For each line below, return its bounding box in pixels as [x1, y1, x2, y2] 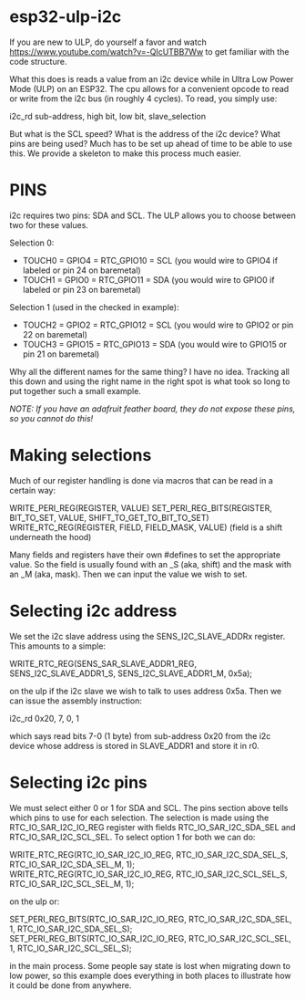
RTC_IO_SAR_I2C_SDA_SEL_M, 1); [9, 859, 135, 870]
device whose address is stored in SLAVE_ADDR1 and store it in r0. [9, 740, 259, 751]
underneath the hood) [9, 531, 92, 542]
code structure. [9, 56, 67, 67]
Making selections [9, 445, 152, 466]
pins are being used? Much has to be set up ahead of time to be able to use [9, 138, 293, 149]
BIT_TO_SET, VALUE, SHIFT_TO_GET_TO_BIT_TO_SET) [9, 512, 209, 523]
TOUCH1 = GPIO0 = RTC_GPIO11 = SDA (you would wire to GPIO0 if [22, 274, 275, 285]
